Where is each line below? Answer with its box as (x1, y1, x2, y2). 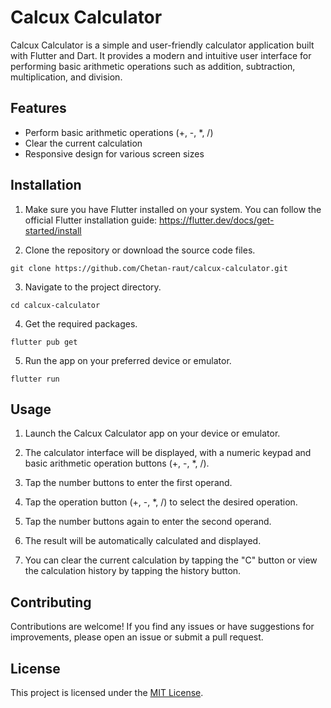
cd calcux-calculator (10, 300, 101, 310)
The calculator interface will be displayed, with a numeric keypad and (24, 447, 312, 459)
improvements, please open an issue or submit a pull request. (10, 631, 264, 643)
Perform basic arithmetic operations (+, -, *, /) (24, 126, 214, 138)
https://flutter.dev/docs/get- (159, 214, 275, 226)
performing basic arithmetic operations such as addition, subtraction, (10, 60, 296, 72)
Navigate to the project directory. (24, 281, 162, 293)
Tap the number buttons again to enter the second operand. (24, 516, 272, 528)
